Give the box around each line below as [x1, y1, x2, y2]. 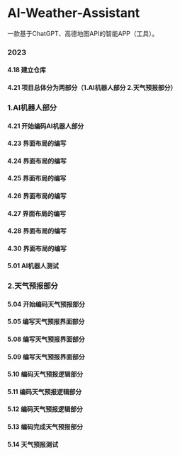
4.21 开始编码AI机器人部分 [7, 122, 84, 130]
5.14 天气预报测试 [7, 440, 59, 449]
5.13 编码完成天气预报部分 [7, 422, 84, 431]
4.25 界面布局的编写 [7, 174, 67, 183]
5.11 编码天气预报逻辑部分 [7, 387, 82, 396]
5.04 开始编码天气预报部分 [7, 299, 85, 309]
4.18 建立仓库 [7, 66, 46, 74]
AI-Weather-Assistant [7, 5, 140, 21]
